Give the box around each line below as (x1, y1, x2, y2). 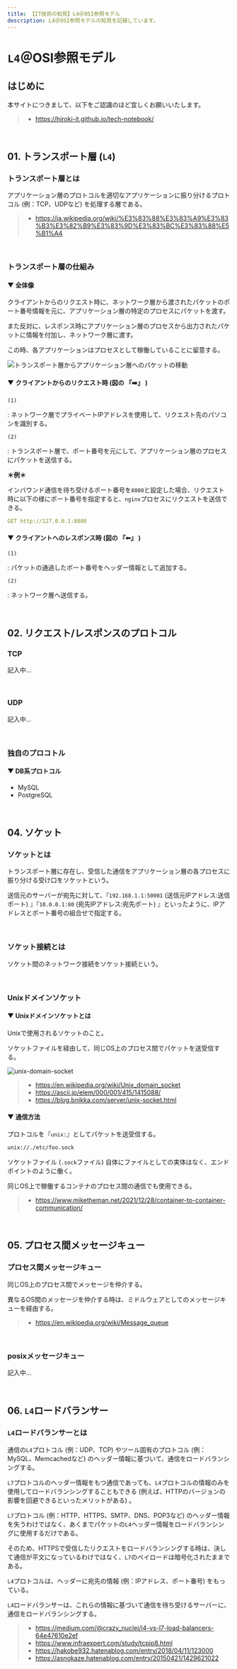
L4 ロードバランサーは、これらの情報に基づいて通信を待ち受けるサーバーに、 (7, 1600, 231, 1609)
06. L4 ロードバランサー (7, 1405, 109, 1417)
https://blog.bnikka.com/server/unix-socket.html (35, 1095, 177, 1104)
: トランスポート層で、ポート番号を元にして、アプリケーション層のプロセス (7, 446, 227, 455)
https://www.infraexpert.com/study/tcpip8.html (35, 1638, 173, 1647)
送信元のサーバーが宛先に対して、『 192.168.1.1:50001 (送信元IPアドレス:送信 (7, 891, 231, 899)
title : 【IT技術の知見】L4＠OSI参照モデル (7, 10, 120, 18)
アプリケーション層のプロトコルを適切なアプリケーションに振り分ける (7, 191, 212, 199)
